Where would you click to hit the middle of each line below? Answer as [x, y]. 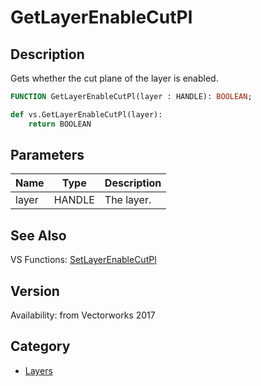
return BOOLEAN [60, 124]
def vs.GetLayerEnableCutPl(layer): [86, 114]
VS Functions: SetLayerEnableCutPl [83, 260]
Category [40, 346]
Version [35, 291]
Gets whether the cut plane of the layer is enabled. [114, 78]
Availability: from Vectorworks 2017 [83, 315]
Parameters [47, 155]
